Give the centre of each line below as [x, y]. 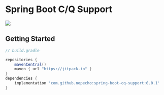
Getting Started [30, 39]
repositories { [21, 60]
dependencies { [21, 79]
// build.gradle [22, 51]
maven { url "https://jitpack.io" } [53, 69]
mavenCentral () [30, 64]
